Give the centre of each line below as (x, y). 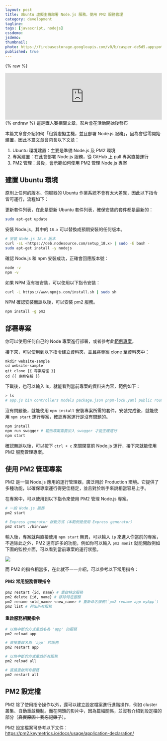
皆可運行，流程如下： (27, 199)
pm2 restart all (22, 675)
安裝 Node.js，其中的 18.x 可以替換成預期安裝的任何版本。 (65, 230)
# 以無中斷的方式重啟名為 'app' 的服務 (41, 629)
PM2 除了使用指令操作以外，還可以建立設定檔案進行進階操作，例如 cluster (81, 705)
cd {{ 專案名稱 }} (23, 376)
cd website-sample (24, 366)
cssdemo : (14, 33)
